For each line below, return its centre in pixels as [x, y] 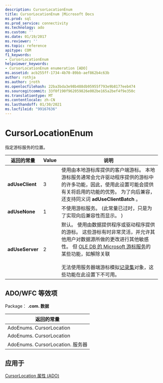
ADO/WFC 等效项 [31, 293]
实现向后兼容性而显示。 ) [95, 216]
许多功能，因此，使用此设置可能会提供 [110, 184]
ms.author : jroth [23, 82]
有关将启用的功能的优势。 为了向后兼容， [108, 192]
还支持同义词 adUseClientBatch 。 [101, 199]
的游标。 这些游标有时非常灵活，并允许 [106, 232]
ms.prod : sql [18, 18]
